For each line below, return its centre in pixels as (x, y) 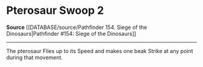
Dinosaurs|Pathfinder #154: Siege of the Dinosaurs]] (71, 33)
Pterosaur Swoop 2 (55, 11)
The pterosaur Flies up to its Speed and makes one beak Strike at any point (100, 51)
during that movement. (35, 57)
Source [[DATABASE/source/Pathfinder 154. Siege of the (77, 27)
